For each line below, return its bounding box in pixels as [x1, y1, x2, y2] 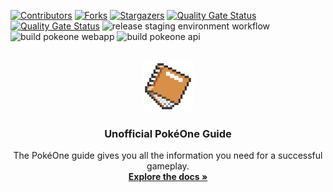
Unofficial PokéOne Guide [104, 126, 232, 140]
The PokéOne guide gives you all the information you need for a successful [13, 150, 323, 162]
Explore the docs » [128, 171, 208, 183]
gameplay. [146, 160, 190, 172]
